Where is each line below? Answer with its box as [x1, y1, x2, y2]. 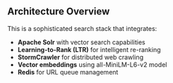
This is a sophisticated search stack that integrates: [7, 24, 157, 32]
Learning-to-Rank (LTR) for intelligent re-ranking [17, 45, 161, 53]
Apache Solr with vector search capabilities [17, 38, 146, 46]
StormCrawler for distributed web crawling [17, 53, 143, 61]
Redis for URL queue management [17, 68, 119, 76]
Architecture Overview [7, 6, 110, 18]
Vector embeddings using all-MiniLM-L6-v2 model [17, 60, 167, 69]
